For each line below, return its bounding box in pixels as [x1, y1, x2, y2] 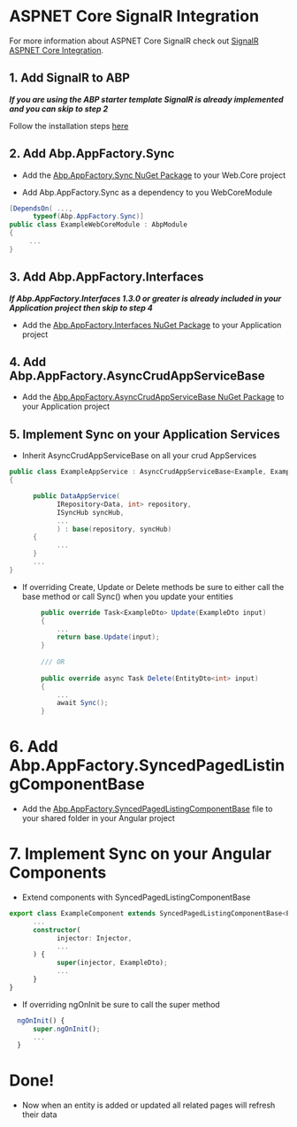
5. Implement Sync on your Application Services [9, 426, 280, 441]
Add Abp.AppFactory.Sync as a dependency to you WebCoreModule [21, 187, 272, 197]
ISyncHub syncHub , [56, 508, 125, 517]
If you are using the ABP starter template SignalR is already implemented [9, 94, 285, 104]
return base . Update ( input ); [56, 632, 161, 642]
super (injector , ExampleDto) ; [56, 958, 168, 968]
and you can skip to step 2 [9, 103, 109, 114]
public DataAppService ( [32, 492, 121, 501]
